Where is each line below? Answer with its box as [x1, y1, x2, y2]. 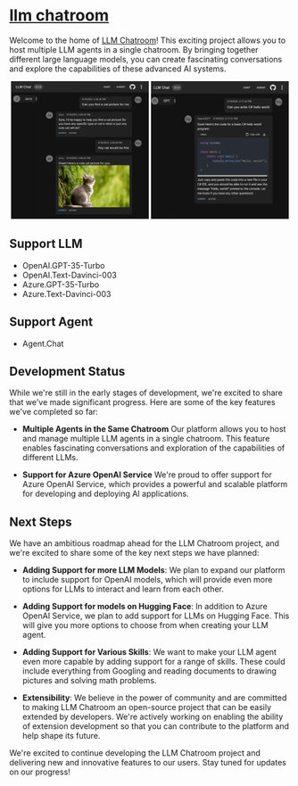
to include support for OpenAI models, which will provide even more [21, 575, 273, 585]
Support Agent [9, 314, 94, 330]
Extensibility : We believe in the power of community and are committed [21, 692, 287, 703]
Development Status [9, 363, 126, 379]
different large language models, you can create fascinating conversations [9, 54, 283, 64]
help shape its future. [21, 731, 101, 741]
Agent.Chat [21, 338, 64, 349]
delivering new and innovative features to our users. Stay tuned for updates [9, 757, 287, 768]
